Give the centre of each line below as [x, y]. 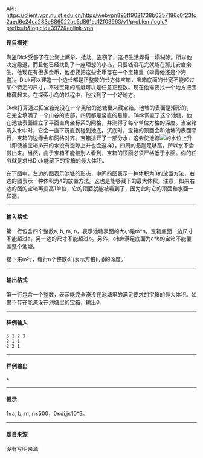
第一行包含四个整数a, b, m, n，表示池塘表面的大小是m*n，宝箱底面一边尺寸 [100, 231]
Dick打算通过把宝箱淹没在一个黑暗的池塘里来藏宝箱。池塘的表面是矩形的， [99, 108]
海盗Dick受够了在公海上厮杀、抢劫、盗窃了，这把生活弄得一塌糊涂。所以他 [99, 57]
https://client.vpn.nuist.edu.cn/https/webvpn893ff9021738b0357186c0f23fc [101, 15]
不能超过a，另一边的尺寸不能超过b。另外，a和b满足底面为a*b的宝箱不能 [96, 239]
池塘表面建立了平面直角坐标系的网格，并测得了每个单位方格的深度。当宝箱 [104, 123]
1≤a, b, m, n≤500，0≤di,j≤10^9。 [47, 414]
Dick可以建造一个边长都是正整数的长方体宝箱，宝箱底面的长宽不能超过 [107, 80]
